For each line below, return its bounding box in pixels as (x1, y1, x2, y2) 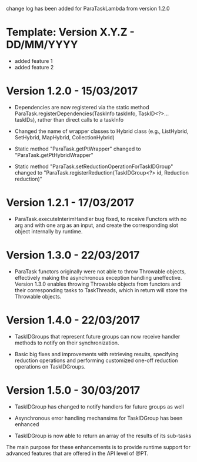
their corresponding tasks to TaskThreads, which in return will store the (14, 286, 188, 293)
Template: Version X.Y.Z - (6, 26, 135, 39)
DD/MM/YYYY (6, 38, 78, 52)
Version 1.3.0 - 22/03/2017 (6, 249, 140, 262)
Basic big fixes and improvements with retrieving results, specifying (14, 350, 179, 357)
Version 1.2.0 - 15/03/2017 (6, 85, 138, 98)
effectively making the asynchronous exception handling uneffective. (14, 274, 182, 281)
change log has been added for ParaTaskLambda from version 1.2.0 (6, 5, 170, 12)
